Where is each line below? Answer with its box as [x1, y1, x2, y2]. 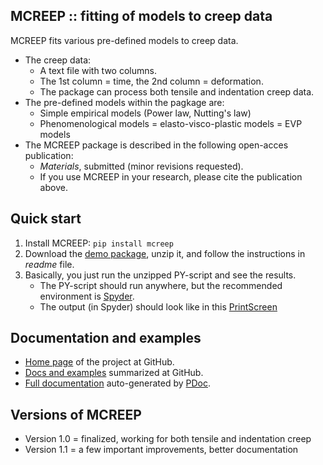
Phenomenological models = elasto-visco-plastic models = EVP [39, 117, 303, 129]
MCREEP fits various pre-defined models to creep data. [10, 34, 239, 46]
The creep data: [24, 54, 92, 66]
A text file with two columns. [39, 64, 157, 76]
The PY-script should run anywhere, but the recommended [39, 279, 283, 291]
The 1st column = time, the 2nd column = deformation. [39, 75, 264, 87]
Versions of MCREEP [10, 406, 142, 423]
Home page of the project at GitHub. [24, 356, 175, 368]
